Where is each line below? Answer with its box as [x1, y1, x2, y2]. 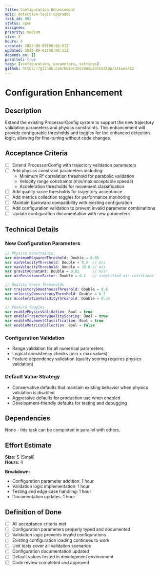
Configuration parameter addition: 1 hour [12, 478, 94, 484]
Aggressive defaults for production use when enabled [12, 395, 120, 401]
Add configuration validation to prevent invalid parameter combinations [12, 205, 155, 211]
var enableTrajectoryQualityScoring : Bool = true [5, 314, 108, 319]
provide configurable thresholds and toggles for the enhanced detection [5, 130, 150, 136]
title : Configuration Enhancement [5, 7, 76, 12]
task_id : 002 [5, 16, 32, 21]
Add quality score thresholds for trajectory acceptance [12, 188, 123, 194]
